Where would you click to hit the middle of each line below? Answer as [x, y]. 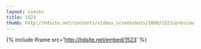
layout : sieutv [25, 12]
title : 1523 [21, 17]
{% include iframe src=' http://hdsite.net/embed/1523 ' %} [77, 40]
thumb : [14, 23]
